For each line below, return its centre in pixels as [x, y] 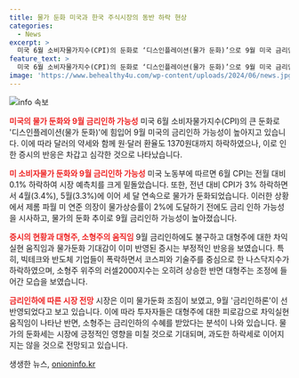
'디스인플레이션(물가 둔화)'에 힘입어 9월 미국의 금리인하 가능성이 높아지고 [136, 132]
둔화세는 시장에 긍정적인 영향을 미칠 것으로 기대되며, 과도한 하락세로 [143, 333]
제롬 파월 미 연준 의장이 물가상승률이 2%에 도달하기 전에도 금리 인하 [143, 207]
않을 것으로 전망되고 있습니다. [77, 345]
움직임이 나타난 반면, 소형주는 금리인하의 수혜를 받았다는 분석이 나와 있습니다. [143, 323]
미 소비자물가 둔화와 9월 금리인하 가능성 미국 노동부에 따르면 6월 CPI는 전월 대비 [148, 173]
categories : [31, 26]
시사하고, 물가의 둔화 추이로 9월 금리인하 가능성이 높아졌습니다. [128, 218]
